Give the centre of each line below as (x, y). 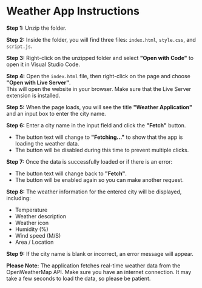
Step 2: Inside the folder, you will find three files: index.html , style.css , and (101, 39)
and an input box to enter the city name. (56, 113)
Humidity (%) (32, 229)
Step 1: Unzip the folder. (36, 28)
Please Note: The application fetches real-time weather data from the (93, 266)
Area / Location (34, 242)
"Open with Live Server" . (39, 82)
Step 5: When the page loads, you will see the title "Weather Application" (99, 107)
